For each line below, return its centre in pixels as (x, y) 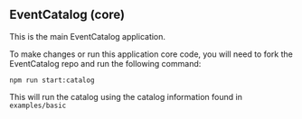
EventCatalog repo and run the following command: (105, 63)
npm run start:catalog (52, 80)
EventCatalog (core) (67, 15)
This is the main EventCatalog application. (87, 36)
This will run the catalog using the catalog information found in (126, 96)
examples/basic (38, 105)
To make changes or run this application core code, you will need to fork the (151, 54)
